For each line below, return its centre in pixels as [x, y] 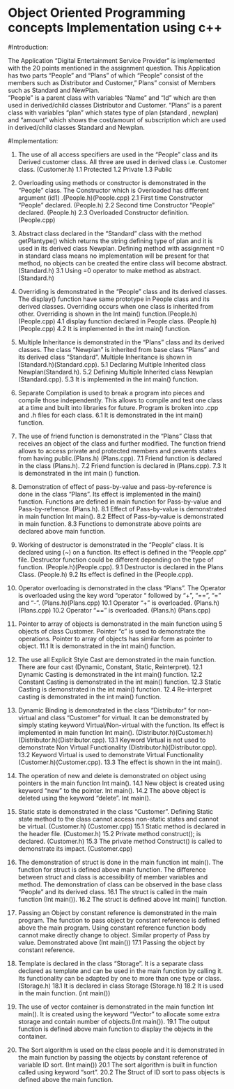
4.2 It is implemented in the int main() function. [124, 328]
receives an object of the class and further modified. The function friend [122, 443]
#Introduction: [28, 47]
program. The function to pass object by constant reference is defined [119, 920]
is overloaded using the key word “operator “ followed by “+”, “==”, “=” [119, 595]
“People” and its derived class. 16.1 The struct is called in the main [112, 891]
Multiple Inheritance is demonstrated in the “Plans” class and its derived [121, 342]
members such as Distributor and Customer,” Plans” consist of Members [112, 82]
